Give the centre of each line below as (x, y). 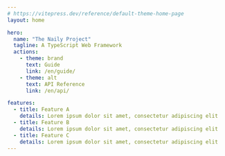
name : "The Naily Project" (52, 39)
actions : (26, 52)
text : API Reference (55, 84)
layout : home (26, 20)
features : (21, 103)
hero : (15, 33)
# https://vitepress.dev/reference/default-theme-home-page (96, 14)
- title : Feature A (42, 110)
